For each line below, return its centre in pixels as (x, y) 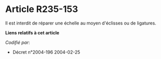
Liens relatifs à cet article (32, 32)
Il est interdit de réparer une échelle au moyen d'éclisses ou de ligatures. (81, 23)
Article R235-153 (42, 9)
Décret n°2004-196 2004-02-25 (46, 52)
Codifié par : (18, 42)
